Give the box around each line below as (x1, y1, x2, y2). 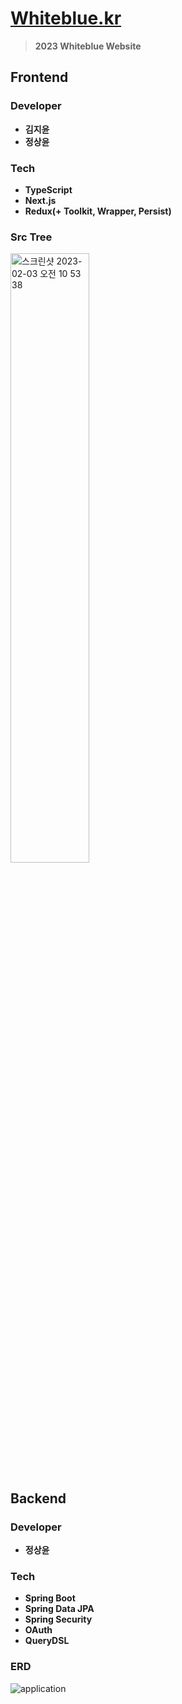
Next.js (24, 194, 57, 206)
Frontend (10, 69, 69, 86)
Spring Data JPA (24, 1603, 95, 1615)
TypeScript (24, 183, 73, 196)
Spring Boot (24, 1592, 76, 1604)
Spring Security (24, 1613, 93, 1626)
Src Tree (10, 230, 53, 244)
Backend (10, 1490, 67, 1507)
